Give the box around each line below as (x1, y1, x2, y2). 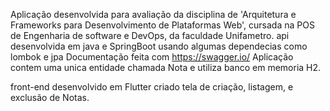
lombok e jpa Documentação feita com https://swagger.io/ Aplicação (10, 51, 294, 63)
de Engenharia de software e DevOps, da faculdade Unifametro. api (10, 30, 290, 41)
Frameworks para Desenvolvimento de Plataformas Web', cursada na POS (10, 19, 315, 31)
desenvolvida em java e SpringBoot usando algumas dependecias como (10, 40, 308, 52)
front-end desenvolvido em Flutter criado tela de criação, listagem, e (10, 81, 294, 93)
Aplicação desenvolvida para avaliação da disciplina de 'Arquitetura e (10, 9, 297, 20)
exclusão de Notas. (10, 92, 90, 103)
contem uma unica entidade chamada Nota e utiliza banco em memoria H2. (10, 62, 322, 73)
